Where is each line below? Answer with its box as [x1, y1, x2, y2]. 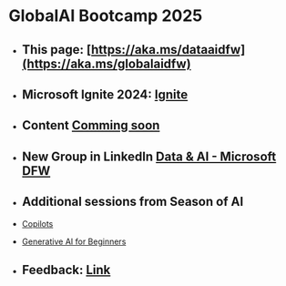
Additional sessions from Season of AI [21, 194, 244, 209]
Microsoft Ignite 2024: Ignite [21, 87, 189, 102]
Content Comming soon [21, 117, 160, 133]
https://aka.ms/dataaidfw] [91, 42, 246, 57]
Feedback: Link [21, 261, 111, 278]
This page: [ [21, 42, 92, 57]
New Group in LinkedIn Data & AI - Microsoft [21, 148, 277, 164]
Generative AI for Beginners [21, 236, 127, 247]
